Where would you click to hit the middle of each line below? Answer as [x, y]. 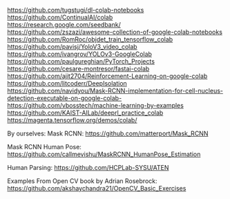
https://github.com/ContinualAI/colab [60, 17]
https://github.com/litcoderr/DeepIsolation [67, 83]
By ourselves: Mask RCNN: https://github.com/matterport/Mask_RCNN [108, 133]
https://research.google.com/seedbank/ [64, 25]
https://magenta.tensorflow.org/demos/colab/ [72, 120]
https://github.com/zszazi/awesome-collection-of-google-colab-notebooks [115, 32]
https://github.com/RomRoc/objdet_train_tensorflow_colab [90, 39]
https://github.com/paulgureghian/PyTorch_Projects [81, 61]
